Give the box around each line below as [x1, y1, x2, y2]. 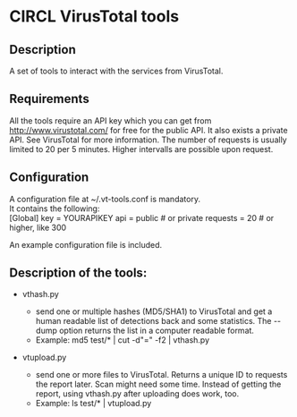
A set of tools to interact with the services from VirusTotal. [9, 65, 224, 76]
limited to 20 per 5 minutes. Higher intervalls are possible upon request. [9, 143, 274, 154]
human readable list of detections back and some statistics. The [35, 316, 272, 327]
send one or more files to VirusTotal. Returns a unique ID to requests [35, 370, 288, 380]
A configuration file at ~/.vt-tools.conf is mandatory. [9, 193, 201, 204]
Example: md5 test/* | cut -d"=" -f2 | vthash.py [35, 335, 210, 345]
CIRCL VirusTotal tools [9, 6, 180, 27]
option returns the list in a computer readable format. [59, 325, 255, 336]
